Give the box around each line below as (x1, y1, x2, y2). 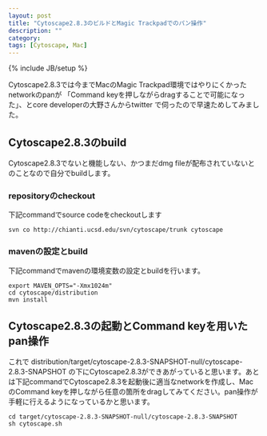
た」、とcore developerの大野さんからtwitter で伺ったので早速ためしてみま (8, 100, 253, 110)
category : (8, 34, 42, 42)
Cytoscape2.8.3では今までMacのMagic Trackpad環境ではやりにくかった (8, 80, 248, 90)
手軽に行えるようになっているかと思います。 (8, 397, 154, 406)
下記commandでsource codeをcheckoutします (8, 210, 162, 220)
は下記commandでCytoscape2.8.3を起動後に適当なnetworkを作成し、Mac (8, 377, 254, 386)
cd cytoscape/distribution (8, 289, 98, 297)
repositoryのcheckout (8, 190, 96, 201)
